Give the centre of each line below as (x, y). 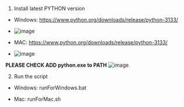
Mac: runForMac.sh (37, 99)
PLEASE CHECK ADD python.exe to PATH (56, 65)
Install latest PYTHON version (49, 8)
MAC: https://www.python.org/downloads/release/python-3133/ (91, 42)
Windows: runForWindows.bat (50, 88)
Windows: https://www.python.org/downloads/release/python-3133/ (96, 20)
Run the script (31, 76)
